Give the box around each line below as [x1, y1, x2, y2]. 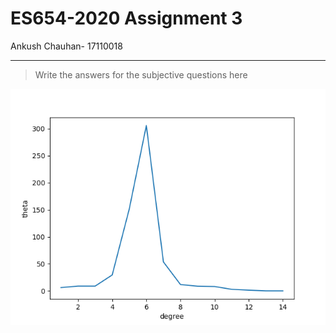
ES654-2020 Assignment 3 [10, 7, 243, 30]
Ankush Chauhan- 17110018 [10, 40, 123, 52]
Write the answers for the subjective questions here [34, 68, 248, 81]
